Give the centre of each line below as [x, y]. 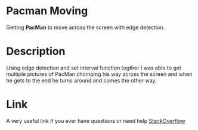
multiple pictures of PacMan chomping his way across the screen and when [99, 74]
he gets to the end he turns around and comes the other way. [81, 80]
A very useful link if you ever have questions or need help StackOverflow [96, 121]
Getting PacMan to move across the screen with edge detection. [86, 27]
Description [36, 51]
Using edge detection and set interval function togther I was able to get [94, 68]
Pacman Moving [47, 11]
